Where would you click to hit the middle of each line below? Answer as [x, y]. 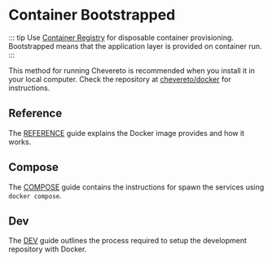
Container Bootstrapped [92, 15]
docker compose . [35, 195]
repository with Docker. [48, 249]
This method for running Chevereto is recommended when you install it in [132, 70]
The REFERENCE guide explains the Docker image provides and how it [127, 133]
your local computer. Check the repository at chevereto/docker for [120, 79]
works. [20, 142]
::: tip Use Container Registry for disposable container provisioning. [121, 37]
